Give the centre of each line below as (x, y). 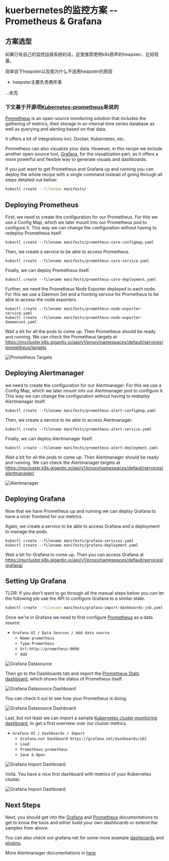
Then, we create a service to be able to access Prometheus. (67, 251)
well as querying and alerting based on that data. (56, 129)
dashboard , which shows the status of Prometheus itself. (64, 679)
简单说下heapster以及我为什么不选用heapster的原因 (59, 71)
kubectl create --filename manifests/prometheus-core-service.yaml (77, 261)
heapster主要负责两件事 (37, 82)
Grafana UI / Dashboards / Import (49, 734)
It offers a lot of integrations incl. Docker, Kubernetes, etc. (65, 139)
